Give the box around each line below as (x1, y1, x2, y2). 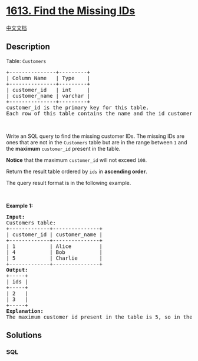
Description (6, 42, 50, 52)
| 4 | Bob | (6, 249, 103, 256)
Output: (6, 266, 28, 273)
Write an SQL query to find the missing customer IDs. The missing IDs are (6, 133, 184, 140)
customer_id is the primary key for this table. (6, 104, 149, 111)
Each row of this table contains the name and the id (6, 110, 165, 117)
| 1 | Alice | (6, 243, 103, 250)
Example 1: (6, 202, 34, 209)
